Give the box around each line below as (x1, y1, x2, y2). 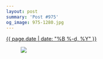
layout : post (6, 8, 38, 15)
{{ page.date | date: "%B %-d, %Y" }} (6, 36, 97, 43)
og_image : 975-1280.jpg (6, 19, 64, 25)
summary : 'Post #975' (6, 14, 59, 20)
